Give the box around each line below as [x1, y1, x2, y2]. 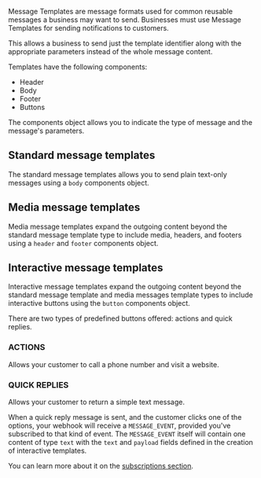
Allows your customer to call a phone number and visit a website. [8, 359, 219, 369]
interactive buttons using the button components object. [8, 299, 190, 308]
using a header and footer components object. [8, 238, 159, 248]
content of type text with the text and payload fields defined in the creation [8, 438, 254, 447]
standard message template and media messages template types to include [8, 290, 253, 300]
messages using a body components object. [8, 178, 149, 187]
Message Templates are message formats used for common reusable [8, 7, 233, 16]
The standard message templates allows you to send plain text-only [8, 169, 228, 179]
